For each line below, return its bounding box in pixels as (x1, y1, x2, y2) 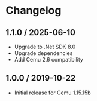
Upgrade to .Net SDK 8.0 (14, 43, 76, 50)
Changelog (5, 4, 62, 17)
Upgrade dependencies (14, 50, 73, 57)
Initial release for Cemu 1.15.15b (14, 89, 91, 96)
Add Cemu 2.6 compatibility (14, 56, 83, 63)
